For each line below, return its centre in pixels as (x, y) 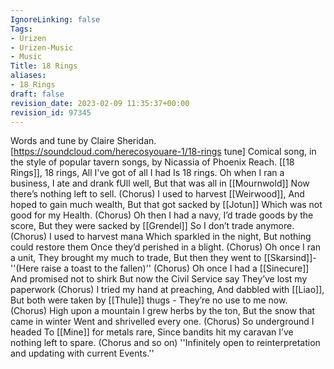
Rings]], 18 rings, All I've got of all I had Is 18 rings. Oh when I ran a (147, 173)
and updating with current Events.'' (82, 353)
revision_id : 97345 (51, 112)
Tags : (21, 29)
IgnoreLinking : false (55, 19)
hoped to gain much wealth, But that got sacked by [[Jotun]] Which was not (166, 205)
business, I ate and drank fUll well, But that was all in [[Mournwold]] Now (160, 183)
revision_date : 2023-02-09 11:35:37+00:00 (100, 103)
